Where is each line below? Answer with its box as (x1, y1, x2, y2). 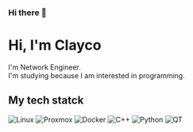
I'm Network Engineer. (8, 62, 82, 72)
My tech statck (8, 94, 84, 107)
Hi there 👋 (8, 7, 48, 18)
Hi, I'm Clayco (8, 36, 102, 55)
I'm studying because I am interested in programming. (8, 70, 185, 80)
